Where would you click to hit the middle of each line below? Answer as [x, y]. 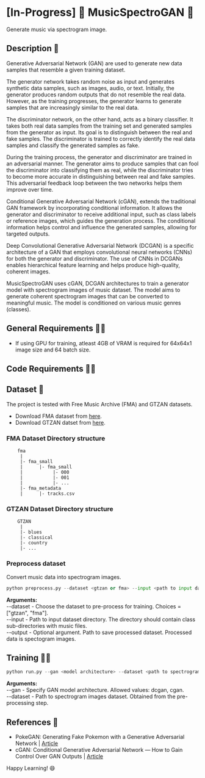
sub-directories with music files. [47, 625]
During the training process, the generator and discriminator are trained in [99, 157]
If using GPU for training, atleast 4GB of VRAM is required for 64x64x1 [103, 343]
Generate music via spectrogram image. [57, 29]
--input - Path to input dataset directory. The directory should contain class [101, 619]
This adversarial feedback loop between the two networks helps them [94, 183]
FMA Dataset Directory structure [56, 438]
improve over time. [30, 189]
